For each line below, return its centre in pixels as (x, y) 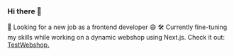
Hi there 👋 (25, 11)
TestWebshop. (28, 45)
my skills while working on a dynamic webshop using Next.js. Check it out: (116, 38)
